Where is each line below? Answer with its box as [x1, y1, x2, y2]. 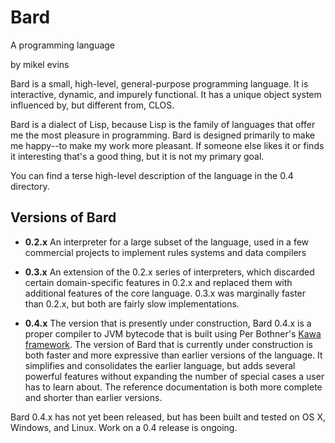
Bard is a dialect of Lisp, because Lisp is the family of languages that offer [10, 118, 316, 130]
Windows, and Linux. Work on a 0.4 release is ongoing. [10, 421, 238, 433]
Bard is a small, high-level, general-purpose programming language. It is [10, 77, 309, 90]
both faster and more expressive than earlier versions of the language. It [24, 349, 323, 361]
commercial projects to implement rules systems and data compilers [24, 246, 307, 258]
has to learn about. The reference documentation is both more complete [24, 381, 323, 393]
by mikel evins [10, 58, 70, 70]
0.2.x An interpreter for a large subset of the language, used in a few [24, 236, 310, 248]
